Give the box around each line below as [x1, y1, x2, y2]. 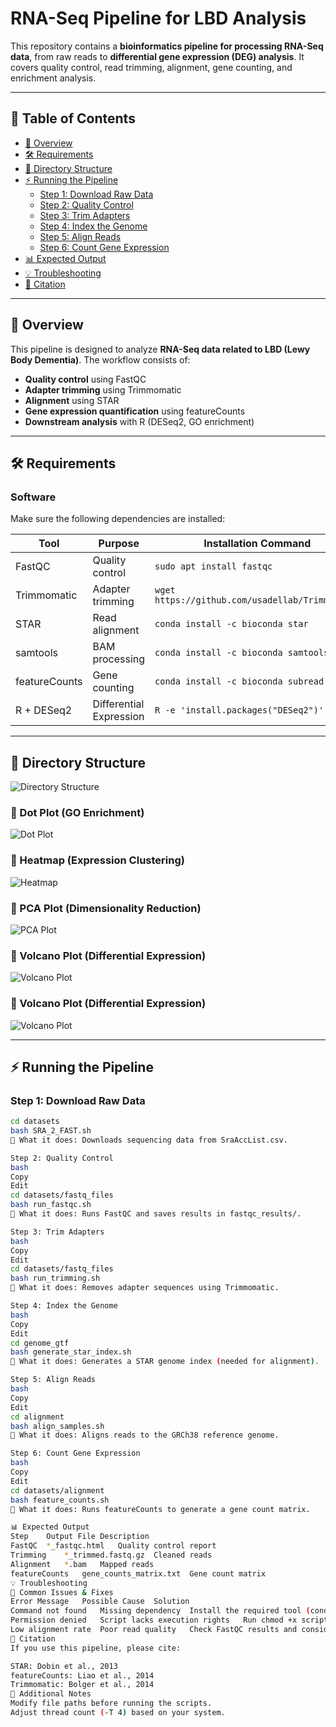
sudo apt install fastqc [154, 561, 273, 572]
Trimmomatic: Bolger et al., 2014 [10, 1680, 155, 1690]
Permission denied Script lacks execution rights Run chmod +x [10, 1615, 298, 1626]
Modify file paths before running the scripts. [10, 1698, 213, 1709]
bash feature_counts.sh [10, 1495, 110, 1505]
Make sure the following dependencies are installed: [10, 513, 226, 525]
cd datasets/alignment [10, 1485, 105, 1496]
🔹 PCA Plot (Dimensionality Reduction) [10, 901, 202, 915]
